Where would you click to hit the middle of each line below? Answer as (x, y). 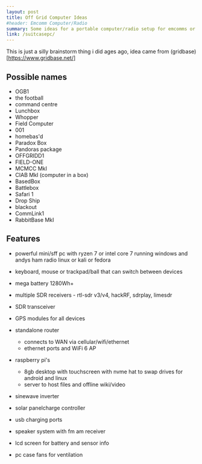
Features (23, 239)
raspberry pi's (32, 359)
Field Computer (34, 123)
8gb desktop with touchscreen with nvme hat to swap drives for (103, 372)
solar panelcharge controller (50, 408)
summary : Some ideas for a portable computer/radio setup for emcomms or (101, 29)
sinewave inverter (37, 396)
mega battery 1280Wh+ (44, 283)
